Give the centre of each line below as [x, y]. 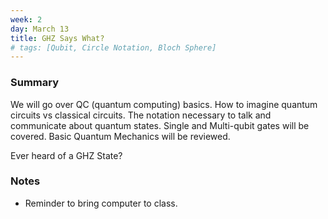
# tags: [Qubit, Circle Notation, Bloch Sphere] [113, 47]
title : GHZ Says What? [57, 38]
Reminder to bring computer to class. [101, 203]
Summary [35, 83]
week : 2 [26, 19]
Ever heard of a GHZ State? [66, 155]
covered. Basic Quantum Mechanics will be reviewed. [120, 136]
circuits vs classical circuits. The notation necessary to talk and [141, 115]
